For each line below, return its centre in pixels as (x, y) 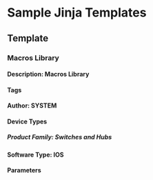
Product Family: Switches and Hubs (60, 137)
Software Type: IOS (35, 154)
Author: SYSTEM (32, 106)
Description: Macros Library (48, 74)
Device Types (27, 121)
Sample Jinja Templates (77, 13)
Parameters (24, 170)
